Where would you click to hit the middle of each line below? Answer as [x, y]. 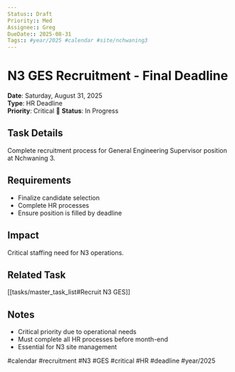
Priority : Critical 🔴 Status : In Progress [63, 111]
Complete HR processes [53, 205]
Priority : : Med [30, 21]
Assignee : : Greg [31, 27]
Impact [23, 235]
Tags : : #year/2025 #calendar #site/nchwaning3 [78, 41]
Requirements [39, 180]
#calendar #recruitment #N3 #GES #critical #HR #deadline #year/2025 [111, 361]
